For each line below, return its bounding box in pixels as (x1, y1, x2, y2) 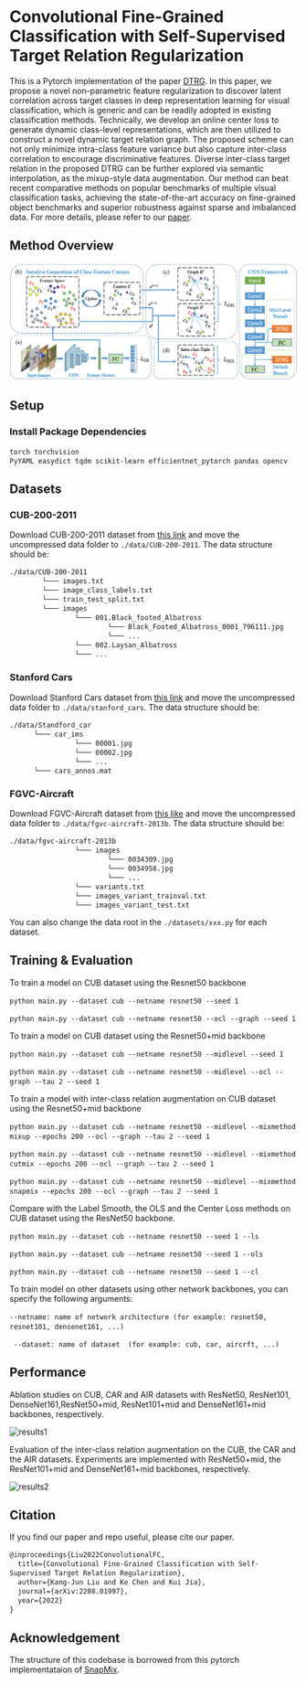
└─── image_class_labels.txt (42, 586, 153, 595)
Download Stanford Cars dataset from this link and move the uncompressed (9, 692, 295, 703)
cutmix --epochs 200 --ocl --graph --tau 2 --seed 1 (9, 1159, 215, 1168)
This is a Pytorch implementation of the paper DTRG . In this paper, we (9, 75, 272, 86)
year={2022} (17, 1596, 64, 1605)
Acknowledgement (9, 1630, 121, 1646)
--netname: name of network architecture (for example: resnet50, (9, 1312, 268, 1322)
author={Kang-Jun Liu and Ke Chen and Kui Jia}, (17, 1578, 206, 1587)
